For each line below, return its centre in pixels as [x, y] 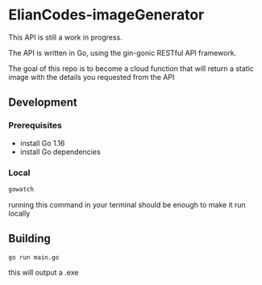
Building [29, 239]
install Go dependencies [60, 152]
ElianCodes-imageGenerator [106, 15]
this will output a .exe [44, 273]
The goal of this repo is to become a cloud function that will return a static [131, 68]
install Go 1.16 [42, 143]
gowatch [21, 189]
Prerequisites [35, 125]
